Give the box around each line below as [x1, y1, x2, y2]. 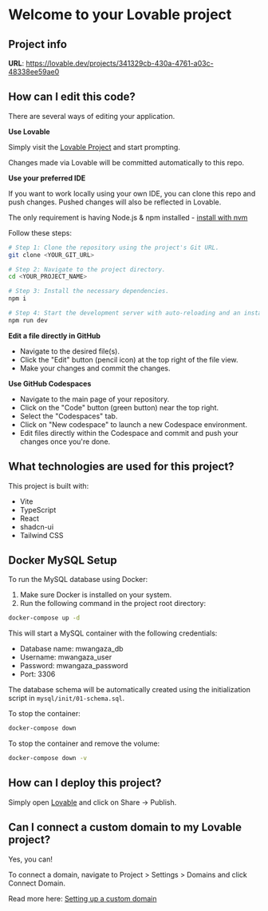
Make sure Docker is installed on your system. [19, 590, 172, 600]
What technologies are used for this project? [8, 460, 235, 473]
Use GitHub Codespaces [8, 378, 92, 388]
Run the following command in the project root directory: [19, 599, 206, 608]
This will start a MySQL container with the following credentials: [8, 628, 218, 638]
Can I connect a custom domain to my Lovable [8, 821, 242, 834]
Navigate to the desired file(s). [19, 346, 120, 356]
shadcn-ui [19, 521, 54, 532]
